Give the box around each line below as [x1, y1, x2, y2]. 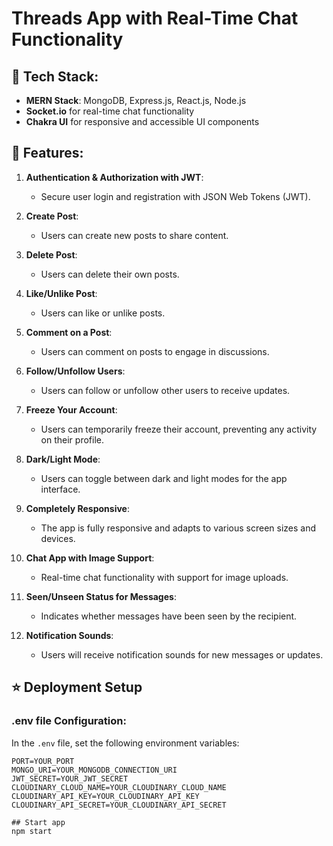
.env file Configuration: [11, 714, 127, 728]
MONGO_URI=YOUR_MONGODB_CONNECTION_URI [11, 765, 178, 775]
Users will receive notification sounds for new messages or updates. [40, 648, 324, 661]
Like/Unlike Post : [25, 287, 98, 299]
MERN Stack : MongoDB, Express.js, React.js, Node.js [25, 95, 247, 106]
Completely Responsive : [25, 502, 130, 514]
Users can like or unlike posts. [40, 307, 166, 319]
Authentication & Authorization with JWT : [25, 171, 204, 183]
